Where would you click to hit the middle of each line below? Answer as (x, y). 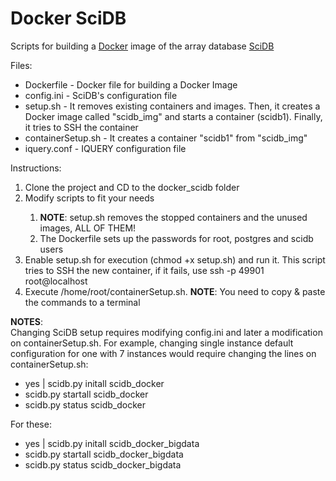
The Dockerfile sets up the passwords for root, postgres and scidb (176, 238)
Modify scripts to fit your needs (89, 198)
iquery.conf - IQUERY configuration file (105, 148)
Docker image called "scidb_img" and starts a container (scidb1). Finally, (173, 116)
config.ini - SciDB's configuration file (101, 95)
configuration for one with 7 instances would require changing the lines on (163, 353)
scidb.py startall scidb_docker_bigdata (104, 454)
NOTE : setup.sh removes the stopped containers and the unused (173, 217)
